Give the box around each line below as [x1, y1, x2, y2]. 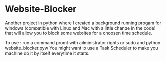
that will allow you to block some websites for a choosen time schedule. [5, 30, 153, 36]
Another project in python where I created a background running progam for [5, 20, 162, 26]
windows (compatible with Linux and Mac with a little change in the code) [5, 25, 156, 30]
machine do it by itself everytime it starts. [5, 50, 90, 56]
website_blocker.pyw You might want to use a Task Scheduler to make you [5, 45, 158, 51]
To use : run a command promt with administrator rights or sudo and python [5, 39, 161, 45]
